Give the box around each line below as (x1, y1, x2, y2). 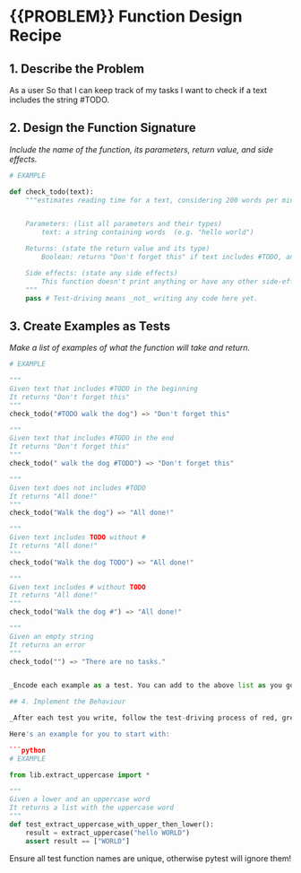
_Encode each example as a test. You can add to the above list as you (9, 681, 282, 690)
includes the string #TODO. (9, 94, 110, 105)
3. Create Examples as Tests (9, 319, 171, 334)
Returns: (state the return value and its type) (25, 244, 211, 253)
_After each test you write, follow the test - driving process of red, (9, 713, 279, 723)
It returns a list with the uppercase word (9, 803, 175, 813)
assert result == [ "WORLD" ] (25, 836, 130, 845)
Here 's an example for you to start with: (9, 729, 170, 738)
